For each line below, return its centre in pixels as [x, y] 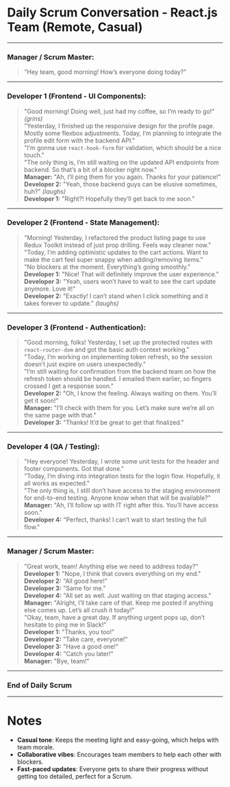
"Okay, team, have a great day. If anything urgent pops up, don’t [114, 617]
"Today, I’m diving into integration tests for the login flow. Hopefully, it [122, 476]
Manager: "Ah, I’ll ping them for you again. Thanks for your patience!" [122, 177]
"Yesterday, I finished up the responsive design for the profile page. [119, 125]
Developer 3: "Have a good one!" [71, 646]
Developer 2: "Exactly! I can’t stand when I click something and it [116, 295]
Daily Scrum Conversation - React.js [112, 13]
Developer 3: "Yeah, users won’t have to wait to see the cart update [120, 281]
